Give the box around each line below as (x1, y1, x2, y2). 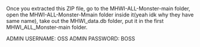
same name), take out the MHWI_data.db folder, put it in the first (6, 18, 164, 24)
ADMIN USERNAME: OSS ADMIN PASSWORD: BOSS (6, 35, 136, 42)
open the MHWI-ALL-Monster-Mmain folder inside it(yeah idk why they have (6, 11, 194, 18)
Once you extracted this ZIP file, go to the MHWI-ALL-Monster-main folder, (6, 5, 190, 12)
